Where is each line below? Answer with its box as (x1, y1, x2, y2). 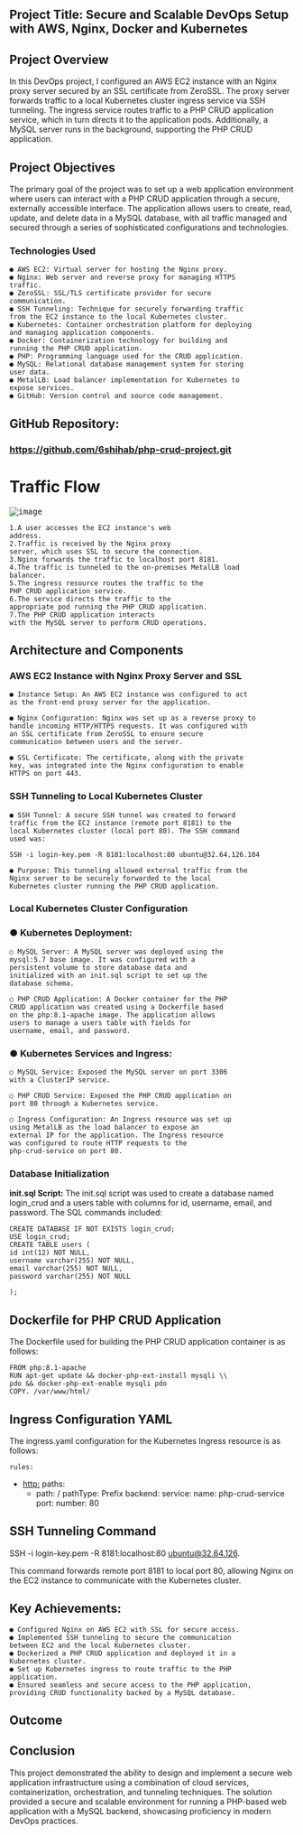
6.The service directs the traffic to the (9, 594, 171, 603)
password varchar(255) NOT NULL (9, 1272, 131, 1281)
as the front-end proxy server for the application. (9, 698, 212, 707)
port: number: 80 (35, 1497, 99, 1508)
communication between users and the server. (9, 738, 183, 747)
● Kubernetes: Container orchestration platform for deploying (9, 321, 252, 330)
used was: (9, 834, 47, 843)
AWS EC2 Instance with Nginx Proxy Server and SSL (9, 669, 243, 682)
